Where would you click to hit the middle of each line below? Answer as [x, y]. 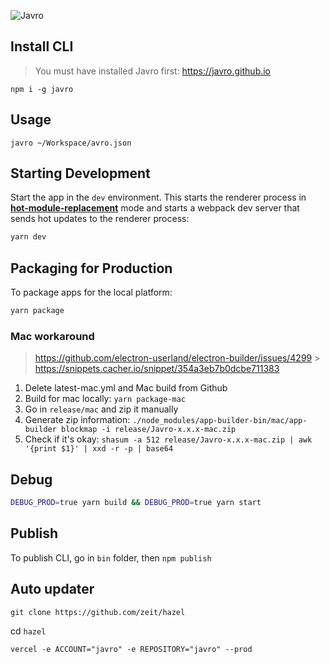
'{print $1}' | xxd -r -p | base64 [99, 449]
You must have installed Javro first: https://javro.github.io [153, 71]
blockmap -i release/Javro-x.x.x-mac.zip [149, 430]
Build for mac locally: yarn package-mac [105, 399]
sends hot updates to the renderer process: [100, 219]
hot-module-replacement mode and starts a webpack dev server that [155, 208]
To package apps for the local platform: [91, 292]
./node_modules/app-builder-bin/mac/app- [220, 421]
